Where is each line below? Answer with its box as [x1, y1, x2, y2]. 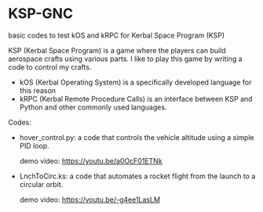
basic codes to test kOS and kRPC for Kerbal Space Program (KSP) [8, 31, 225, 40]
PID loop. [19, 141, 49, 150]
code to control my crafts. [8, 62, 92, 71]
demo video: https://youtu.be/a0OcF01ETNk [19, 156, 163, 165]
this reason [19, 85, 57, 95]
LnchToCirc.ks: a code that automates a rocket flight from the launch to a [19, 171, 256, 181]
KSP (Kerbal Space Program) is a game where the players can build [8, 45, 226, 55]
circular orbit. [19, 179, 64, 189]
